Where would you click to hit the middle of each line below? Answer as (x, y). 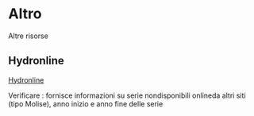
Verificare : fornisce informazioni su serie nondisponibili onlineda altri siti (127, 95)
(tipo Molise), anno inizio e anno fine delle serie (86, 103)
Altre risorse (29, 36)
